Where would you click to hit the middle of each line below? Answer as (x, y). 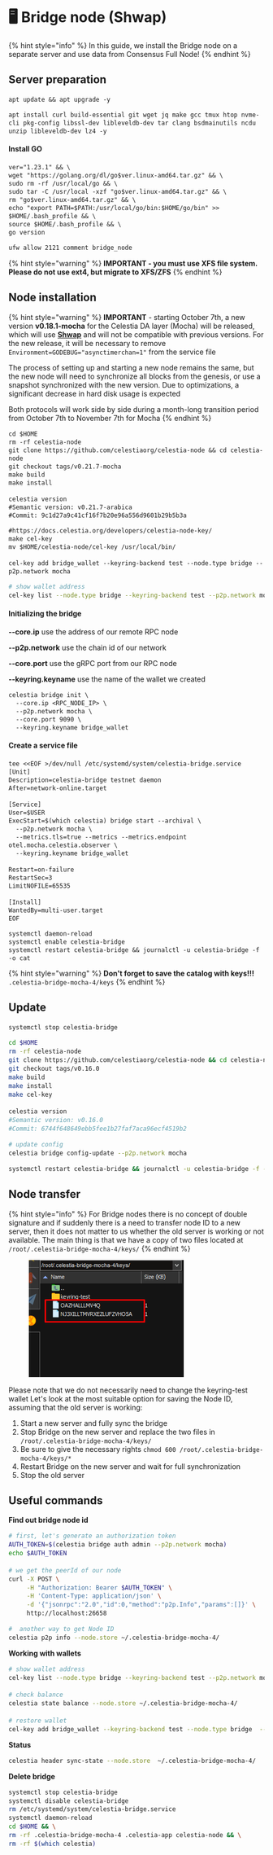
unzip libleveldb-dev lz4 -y (58, 131)
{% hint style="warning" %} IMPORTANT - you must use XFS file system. (133, 263)
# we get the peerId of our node (65, 1570)
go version (27, 232)
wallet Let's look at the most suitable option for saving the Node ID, (121, 1398)
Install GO (26, 149)
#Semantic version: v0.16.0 (56, 1120)
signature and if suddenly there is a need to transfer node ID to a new (125, 1222)
